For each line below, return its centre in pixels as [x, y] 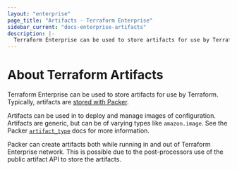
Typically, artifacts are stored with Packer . [68, 102]
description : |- [31, 34]
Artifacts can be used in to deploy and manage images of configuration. [112, 116]
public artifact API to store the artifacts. [65, 159]
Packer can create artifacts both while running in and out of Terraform [109, 145]
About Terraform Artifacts [85, 75]
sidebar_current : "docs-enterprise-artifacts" [77, 27]
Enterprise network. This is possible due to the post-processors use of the [115, 152]
